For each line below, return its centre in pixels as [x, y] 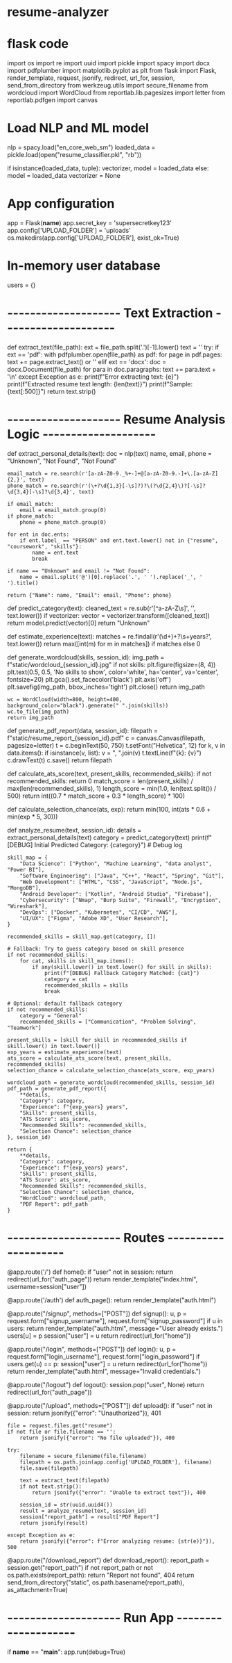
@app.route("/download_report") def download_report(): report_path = [108, 1560]
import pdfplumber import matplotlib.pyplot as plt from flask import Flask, [112, 71]
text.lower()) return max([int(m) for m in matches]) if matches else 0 [104, 644]
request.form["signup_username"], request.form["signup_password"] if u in [115, 1320]
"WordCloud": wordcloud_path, [63, 1198]
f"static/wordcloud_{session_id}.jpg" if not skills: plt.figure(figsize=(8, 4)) [111, 664]
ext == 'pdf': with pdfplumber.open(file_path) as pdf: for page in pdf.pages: [115, 354]
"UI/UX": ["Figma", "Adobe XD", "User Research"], [94, 918]
